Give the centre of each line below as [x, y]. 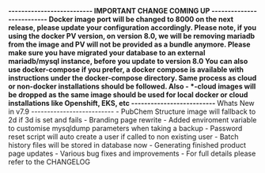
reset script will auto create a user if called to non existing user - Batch [123, 137]
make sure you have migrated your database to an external [107, 53]
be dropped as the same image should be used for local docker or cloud [128, 95]
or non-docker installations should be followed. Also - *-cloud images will [132, 86]
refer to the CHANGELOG [49, 162]
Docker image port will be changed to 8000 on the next [141, 19]
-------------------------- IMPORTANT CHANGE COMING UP [109, 11]
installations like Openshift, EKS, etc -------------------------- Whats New [131, 103]
